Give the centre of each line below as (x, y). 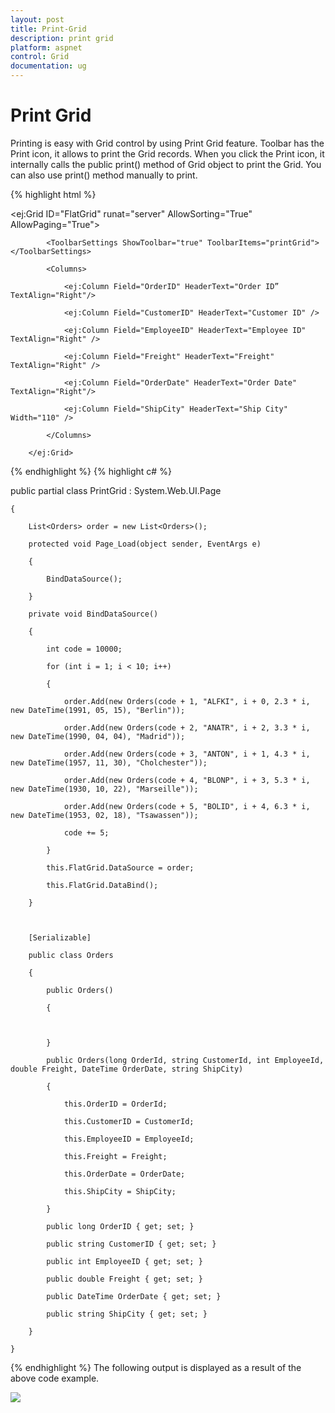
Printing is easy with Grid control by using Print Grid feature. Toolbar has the (167, 143)
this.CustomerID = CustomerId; (129, 1121)
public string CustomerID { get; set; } (131, 1244)
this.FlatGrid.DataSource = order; (120, 867)
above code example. (55, 1378)
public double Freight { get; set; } (124, 1279)
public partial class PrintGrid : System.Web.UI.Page (116, 490)
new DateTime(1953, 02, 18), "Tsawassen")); (104, 815)
